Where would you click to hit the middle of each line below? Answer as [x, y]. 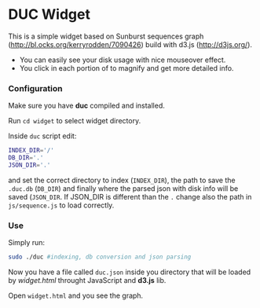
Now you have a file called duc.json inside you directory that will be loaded [130, 272]
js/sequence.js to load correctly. [61, 205]
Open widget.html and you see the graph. [76, 295]
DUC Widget [49, 15]
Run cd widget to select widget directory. [75, 121]
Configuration [35, 88]
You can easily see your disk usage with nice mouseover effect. [123, 60]
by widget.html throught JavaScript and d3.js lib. [87, 280]
